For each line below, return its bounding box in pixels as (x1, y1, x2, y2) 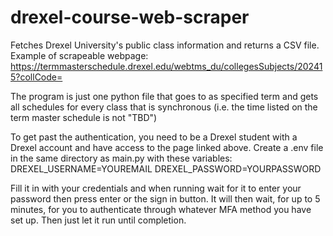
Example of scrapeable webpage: (10, 49, 149, 61)
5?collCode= (10, 71, 63, 83)
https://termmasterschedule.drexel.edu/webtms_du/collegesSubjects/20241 (10, 60, 323, 72)
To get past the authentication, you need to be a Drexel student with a (10, 131, 298, 143)
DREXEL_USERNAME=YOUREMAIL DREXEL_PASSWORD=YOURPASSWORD (10, 162, 322, 175)
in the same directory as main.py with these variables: (10, 152, 233, 164)
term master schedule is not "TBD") (10, 111, 158, 123)
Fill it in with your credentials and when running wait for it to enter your (10, 182, 302, 194)
